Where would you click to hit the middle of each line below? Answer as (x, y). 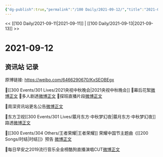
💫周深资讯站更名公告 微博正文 (34, 106)
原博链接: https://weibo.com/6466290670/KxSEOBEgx (60, 79)
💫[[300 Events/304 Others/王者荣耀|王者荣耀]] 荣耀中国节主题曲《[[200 (77, 133)
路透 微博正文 (18, 123)
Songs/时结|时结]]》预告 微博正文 (38, 139)
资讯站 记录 (22, 67)
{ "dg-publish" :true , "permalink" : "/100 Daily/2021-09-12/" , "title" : (75, 9)
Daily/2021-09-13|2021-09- (126, 23)
